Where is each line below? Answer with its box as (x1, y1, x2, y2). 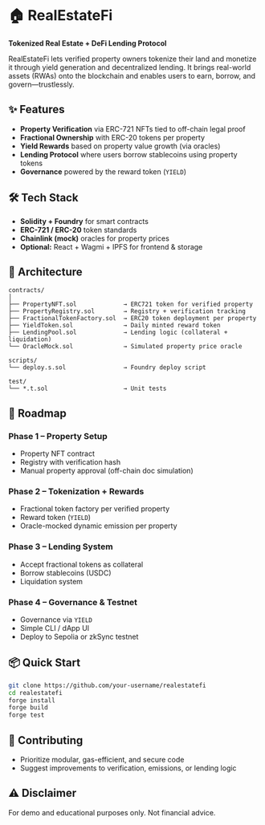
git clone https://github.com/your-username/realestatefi (8, 681, 206, 689)
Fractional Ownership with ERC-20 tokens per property (19, 132, 206, 142)
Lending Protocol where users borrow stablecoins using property (19, 149, 238, 159)
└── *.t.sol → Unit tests (8, 384, 167, 393)
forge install (8, 696, 56, 705)
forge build (8, 704, 48, 712)
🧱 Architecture (8, 265, 83, 278)
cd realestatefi (8, 689, 63, 697)
